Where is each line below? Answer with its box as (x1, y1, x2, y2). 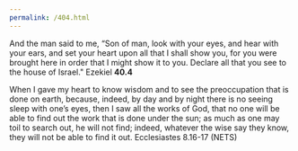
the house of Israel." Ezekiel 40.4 (9, 67, 133, 77)
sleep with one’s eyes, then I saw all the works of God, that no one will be (9, 102, 280, 113)
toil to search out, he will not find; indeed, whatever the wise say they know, (9, 122, 290, 133)
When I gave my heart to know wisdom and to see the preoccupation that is (9, 84, 289, 94)
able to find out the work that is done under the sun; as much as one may (9, 112, 280, 123)
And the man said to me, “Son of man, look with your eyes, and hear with (9, 38, 279, 49)
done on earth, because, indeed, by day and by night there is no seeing (9, 93, 274, 104)
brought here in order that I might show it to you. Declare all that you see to (9, 57, 287, 67)
